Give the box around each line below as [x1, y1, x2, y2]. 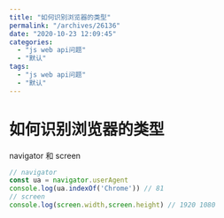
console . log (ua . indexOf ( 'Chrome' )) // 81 [9, 184, 165, 193]
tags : [9, 63, 29, 71]
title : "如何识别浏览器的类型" [9, 12, 112, 22]
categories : [9, 37, 53, 47]
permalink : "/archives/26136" [9, 21, 121, 30]
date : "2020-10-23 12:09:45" [9, 29, 117, 38]
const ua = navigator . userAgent [9, 176, 128, 185]
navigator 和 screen [9, 150, 81, 161]
